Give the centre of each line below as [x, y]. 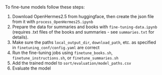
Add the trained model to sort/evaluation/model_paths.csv [71, 63]
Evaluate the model [31, 68]
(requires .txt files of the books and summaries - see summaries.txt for [83, 32]
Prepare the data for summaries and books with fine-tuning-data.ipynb [85, 27]
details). [20, 37]
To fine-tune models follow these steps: [45, 7]
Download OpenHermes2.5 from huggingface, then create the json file [83, 16]
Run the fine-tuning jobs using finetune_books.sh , [62, 53]
